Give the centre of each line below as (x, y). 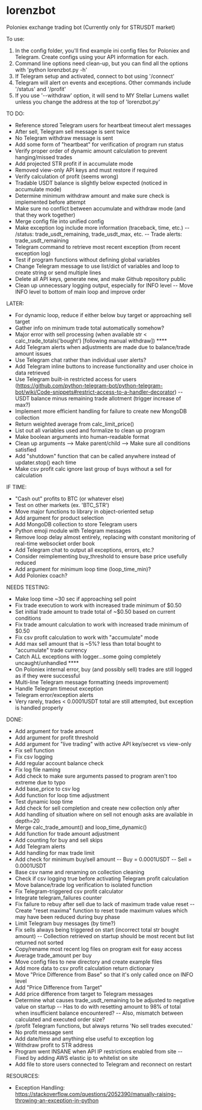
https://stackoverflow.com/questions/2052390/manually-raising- (95, 1094)
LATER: (15, 303)
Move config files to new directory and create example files (88, 962)
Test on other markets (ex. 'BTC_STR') (62, 505)
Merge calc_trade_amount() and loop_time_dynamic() (81, 827)
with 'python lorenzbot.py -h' (51, 69)
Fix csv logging (34, 757)
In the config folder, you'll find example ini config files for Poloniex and (102, 50)
